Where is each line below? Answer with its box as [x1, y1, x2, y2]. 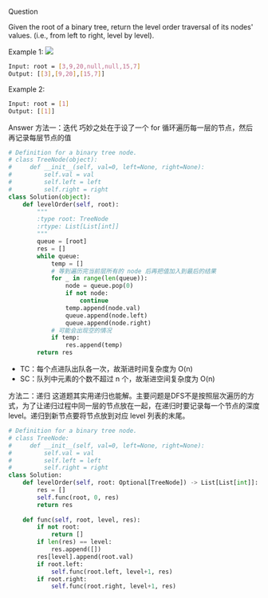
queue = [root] [37, 238, 88, 246]
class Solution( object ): [8, 193, 91, 201]
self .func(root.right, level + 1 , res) [50, 582, 177, 591]
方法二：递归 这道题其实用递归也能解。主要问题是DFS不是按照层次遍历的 [8, 391, 248, 400]
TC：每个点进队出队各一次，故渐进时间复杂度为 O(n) [19, 364, 193, 373]
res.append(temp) [65, 341, 124, 349]
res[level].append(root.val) [37, 553, 134, 561]
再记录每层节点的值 [8, 132, 72, 142]
